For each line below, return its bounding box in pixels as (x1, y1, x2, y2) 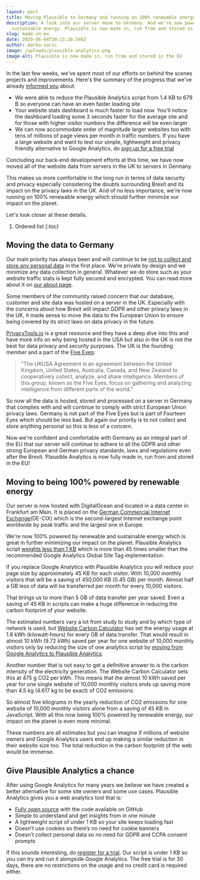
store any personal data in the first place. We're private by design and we (6, 262, 186, 269)
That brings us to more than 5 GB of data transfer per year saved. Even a (6, 594, 185, 601)
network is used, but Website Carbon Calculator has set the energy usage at (6, 625, 193, 632)
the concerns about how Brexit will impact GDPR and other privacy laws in (6, 305, 189, 312)
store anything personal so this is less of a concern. (6, 422, 133, 430)
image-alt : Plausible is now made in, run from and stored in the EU (6, 53, 183, 59)
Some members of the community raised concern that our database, (6, 293, 174, 300)
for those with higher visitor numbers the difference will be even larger (14, 119, 188, 126)
